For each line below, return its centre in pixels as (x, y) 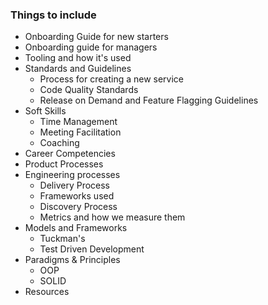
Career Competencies (70, 154)
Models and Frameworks (76, 228)
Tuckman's (62, 239)
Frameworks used (77, 196)
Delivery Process (75, 185)
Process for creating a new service (112, 79)
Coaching (59, 143)
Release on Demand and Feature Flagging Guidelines (149, 100)
